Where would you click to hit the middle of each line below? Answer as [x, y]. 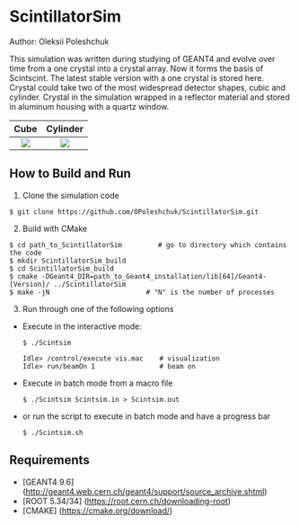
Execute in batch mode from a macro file [97, 383]
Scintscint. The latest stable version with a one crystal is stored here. [137, 77]
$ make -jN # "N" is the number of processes [142, 292]
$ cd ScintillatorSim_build [62, 268]
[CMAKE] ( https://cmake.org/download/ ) [97, 511]
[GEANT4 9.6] [48, 482]
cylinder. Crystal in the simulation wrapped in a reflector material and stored [149, 97]
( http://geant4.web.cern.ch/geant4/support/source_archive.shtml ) [145, 491]
